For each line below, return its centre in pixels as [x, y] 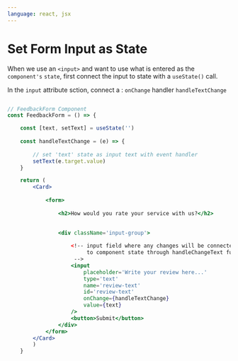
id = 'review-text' [109, 292]
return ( [33, 180]
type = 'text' [101, 279]
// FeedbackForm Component [47, 109]
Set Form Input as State [77, 48]
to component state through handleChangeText [154, 253]
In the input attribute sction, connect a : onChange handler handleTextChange [117, 90]
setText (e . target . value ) [69, 161]
